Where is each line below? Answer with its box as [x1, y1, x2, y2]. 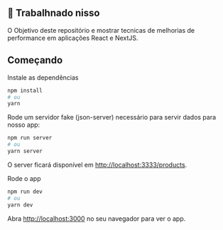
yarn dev [7, 201, 33, 209]
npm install [7, 87, 43, 94]
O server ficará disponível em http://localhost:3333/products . [7, 160, 187, 169]
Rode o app [7, 174, 41, 182]
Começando [7, 54, 63, 66]
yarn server [7, 147, 43, 155]
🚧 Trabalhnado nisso [7, 7, 100, 19]
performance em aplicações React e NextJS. [7, 33, 138, 42]
